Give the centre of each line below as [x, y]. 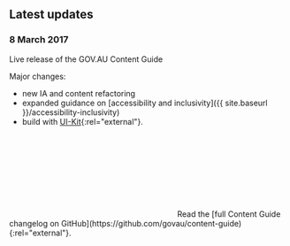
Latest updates [51, 15]
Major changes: [38, 76]
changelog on [34, 223]
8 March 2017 [39, 40]
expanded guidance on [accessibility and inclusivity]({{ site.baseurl [145, 103]
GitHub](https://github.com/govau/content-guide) [152, 223]
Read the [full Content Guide [229, 214]
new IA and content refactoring [78, 93]
